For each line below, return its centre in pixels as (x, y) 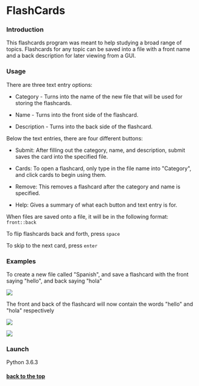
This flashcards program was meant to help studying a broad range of (94, 43)
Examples (21, 261)
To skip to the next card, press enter (52, 245)
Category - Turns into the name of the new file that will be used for (99, 96)
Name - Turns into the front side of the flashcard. (77, 115)
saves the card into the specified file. (61, 156)
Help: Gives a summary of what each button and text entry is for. (96, 205)
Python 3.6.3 (22, 362)
